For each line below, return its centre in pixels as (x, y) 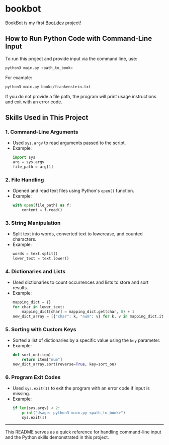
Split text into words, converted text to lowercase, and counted (77, 234)
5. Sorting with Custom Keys (41, 329)
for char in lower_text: (38, 307)
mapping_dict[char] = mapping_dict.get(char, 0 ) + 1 (78, 311)
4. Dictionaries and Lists (35, 271)
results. (20, 288)
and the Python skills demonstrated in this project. (57, 437)
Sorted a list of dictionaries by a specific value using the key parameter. (87, 340)
